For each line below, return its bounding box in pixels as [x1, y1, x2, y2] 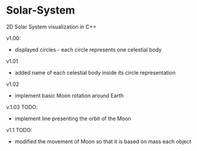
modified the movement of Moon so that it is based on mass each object [14, 137, 192, 145]
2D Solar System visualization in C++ [6, 23, 96, 30]
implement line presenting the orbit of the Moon [14, 115, 131, 122]
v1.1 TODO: [6, 126, 33, 133]
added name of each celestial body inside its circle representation [14, 69, 176, 76]
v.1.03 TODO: [6, 103, 38, 110]
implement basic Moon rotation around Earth [14, 92, 124, 99]
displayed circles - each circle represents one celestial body [14, 46, 162, 53]
